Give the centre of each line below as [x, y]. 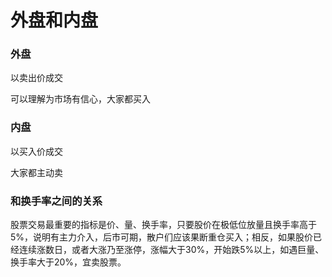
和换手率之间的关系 [56, 201]
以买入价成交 [36, 151]
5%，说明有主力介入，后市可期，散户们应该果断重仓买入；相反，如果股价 [162, 237]
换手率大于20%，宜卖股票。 [68, 262]
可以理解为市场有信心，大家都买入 [80, 99]
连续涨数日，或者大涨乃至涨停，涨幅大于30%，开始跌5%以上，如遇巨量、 [171, 250]
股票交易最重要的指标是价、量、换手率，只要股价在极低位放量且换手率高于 [163, 225]
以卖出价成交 [36, 78]
